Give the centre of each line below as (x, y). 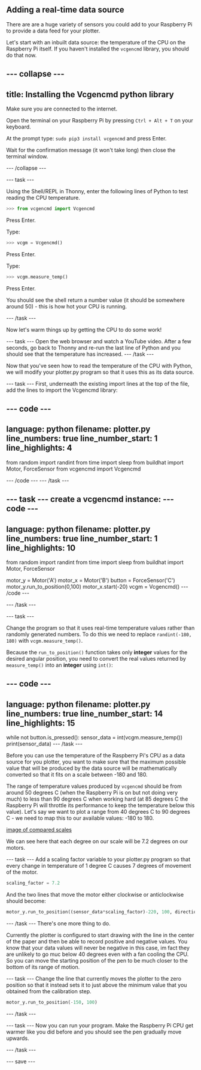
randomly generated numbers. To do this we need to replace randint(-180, (99, 634)
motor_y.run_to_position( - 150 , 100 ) (52, 1002)
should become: (26, 901)
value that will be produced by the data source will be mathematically (92, 768)
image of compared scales (39, 830)
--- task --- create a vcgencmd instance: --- (90, 500)
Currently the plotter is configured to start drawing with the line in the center (100, 935)
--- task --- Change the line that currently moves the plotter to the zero (94, 978)
